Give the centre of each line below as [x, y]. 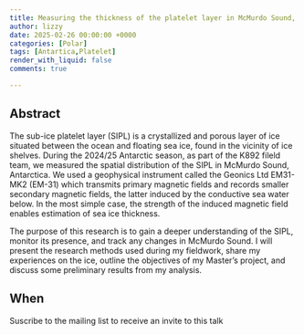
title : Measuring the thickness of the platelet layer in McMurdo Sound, [153, 18]
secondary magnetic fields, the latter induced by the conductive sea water [149, 194]
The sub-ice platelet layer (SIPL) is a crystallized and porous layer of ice [145, 136]
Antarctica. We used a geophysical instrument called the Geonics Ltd [139, 174]
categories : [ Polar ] [49, 43]
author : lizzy [37, 26]
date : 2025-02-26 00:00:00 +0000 [73, 35]
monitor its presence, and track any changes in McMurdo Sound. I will [141, 241]
